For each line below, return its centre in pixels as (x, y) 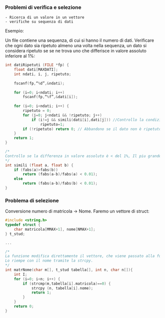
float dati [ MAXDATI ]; (36, 70)
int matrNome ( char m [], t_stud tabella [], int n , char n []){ (69, 270)
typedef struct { (23, 225)
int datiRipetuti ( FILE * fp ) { (37, 65)
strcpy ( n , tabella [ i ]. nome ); (62, 288)
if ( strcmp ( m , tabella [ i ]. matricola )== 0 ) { (67, 284)
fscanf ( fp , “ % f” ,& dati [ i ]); (50, 97)
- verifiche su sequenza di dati (39, 22)
